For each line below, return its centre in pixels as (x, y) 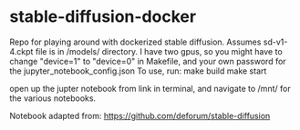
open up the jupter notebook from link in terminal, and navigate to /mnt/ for (150, 88)
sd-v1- (275, 42)
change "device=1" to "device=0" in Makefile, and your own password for (148, 61)
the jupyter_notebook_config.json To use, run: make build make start (138, 71)
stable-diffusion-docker (103, 17)
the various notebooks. (53, 98)
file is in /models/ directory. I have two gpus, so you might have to (159, 51)
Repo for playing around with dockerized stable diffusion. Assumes (135, 42)
